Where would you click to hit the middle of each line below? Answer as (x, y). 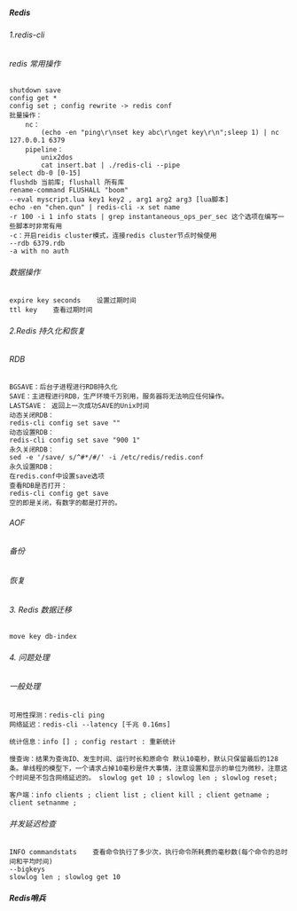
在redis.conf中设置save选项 (57, 476)
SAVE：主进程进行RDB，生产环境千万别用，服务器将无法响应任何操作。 (119, 397)
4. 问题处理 (30, 657)
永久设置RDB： (32, 467)
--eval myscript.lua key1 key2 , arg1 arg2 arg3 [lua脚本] (119, 200)
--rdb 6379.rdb (37, 244)
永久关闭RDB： (32, 450)
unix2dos (57, 158)
